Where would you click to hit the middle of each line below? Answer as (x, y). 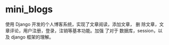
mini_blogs (29, 9)
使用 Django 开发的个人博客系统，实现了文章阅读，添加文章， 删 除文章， (82, 24)
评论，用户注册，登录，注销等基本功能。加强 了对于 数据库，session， (84, 30)
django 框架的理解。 (32, 37)
